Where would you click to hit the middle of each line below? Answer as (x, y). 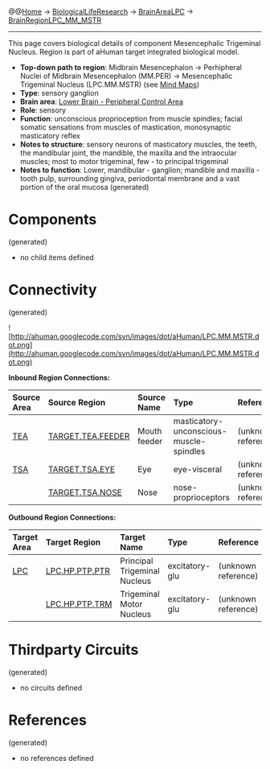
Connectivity (53, 290)
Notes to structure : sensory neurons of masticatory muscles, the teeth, (138, 144)
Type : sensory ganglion (59, 93)
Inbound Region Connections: (59, 377)
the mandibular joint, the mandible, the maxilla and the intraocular (128, 153)
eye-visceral (198, 469)
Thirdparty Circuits (74, 650)
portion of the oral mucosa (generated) (84, 187)
